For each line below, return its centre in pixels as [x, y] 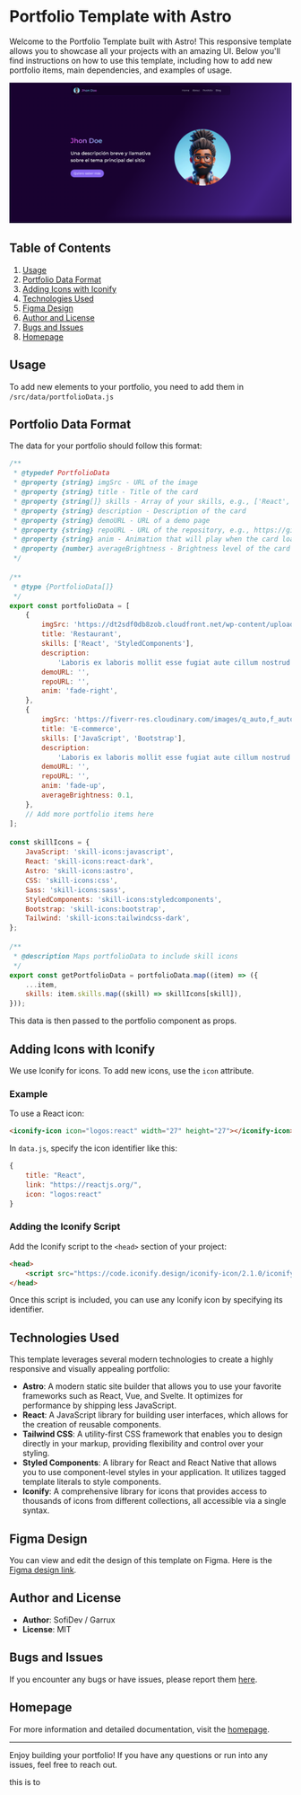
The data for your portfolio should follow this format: [106, 446]
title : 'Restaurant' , [82, 634]
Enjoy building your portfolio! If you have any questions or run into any [139, 1755]
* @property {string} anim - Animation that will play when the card [146, 539]
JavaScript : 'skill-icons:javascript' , [100, 852]
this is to [25, 1782]
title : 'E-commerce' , [82, 729]
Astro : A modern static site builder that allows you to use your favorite [152, 1386]
